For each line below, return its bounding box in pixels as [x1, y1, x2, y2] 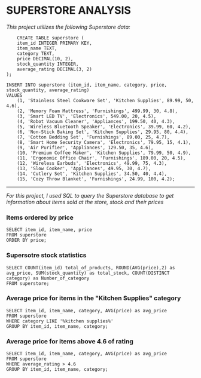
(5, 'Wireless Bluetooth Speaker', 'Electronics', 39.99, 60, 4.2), [17, 124, 191, 130]
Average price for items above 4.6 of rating [6, 337, 133, 345]
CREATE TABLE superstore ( [17, 35, 84, 41]
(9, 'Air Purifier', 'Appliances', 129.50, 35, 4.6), [17, 145, 154, 150]
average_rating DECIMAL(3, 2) [17, 66, 93, 72]
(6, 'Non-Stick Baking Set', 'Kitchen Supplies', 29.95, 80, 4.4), [17, 129, 188, 135]
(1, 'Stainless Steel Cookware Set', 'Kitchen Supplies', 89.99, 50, [17, 97, 194, 103]
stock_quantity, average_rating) [6, 87, 90, 93]
